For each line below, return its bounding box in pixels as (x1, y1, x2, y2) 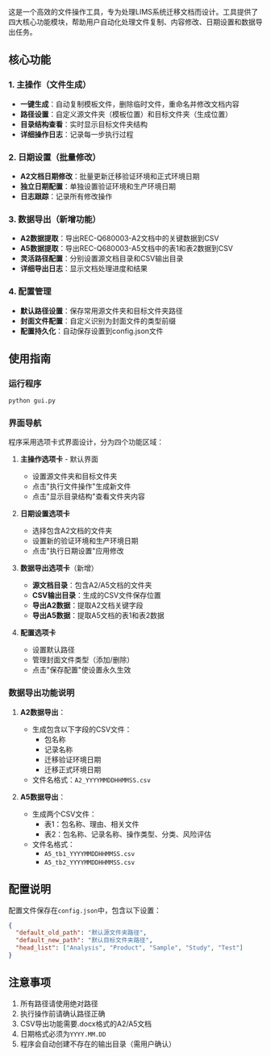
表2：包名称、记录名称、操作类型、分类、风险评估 (44, 829, 211, 839)
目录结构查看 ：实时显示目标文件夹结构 (19, 119, 148, 129)
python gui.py (8, 397, 56, 405)
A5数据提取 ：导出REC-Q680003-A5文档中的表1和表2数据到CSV (19, 244, 234, 253)
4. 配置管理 (8, 286, 52, 297)
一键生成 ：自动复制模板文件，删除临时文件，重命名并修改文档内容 (19, 99, 240, 109)
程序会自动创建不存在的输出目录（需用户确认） (19, 1039, 176, 1049)
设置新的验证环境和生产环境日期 (31, 536, 139, 546)
